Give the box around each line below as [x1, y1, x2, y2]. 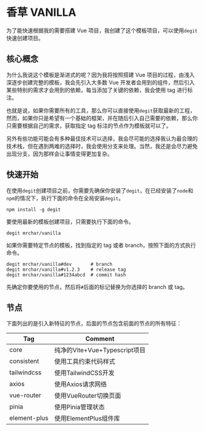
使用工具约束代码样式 [54, 358, 115, 366]
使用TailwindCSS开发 [54, 368, 115, 377]
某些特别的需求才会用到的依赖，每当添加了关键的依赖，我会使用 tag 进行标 [6, 86, 193, 93]
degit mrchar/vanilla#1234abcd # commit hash [6, 271, 126, 278]
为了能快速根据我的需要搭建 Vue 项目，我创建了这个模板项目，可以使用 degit [6, 27, 198, 34]
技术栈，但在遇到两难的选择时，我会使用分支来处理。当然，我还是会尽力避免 [6, 142, 198, 149]
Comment [85, 334, 115, 343]
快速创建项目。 [6, 34, 44, 41]
